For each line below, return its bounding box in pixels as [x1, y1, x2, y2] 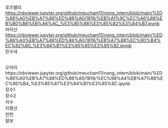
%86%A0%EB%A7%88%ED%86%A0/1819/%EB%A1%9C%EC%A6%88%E [5, 15, 163, 21]
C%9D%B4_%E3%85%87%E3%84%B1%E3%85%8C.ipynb [5, 81, 130, 86]
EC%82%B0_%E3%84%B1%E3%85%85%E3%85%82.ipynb [5, 43, 132, 48]
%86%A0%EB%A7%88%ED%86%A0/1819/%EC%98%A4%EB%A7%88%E [5, 75, 163, 81]
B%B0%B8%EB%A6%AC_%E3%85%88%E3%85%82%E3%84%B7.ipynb [5, 20, 159, 26]
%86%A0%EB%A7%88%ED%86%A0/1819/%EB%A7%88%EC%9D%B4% [5, 37, 161, 43]
